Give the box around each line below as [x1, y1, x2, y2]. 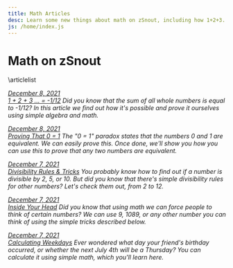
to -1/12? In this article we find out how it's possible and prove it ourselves [8, 104, 220, 112]
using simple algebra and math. [8, 111, 99, 120]
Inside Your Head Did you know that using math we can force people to [8, 203, 212, 211]
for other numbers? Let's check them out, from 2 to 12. [8, 182, 164, 190]
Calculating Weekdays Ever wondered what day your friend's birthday [8, 238, 210, 247]
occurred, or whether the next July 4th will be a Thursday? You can [8, 246, 201, 254]
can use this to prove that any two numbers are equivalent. [8, 147, 178, 155]
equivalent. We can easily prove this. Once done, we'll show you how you [8, 139, 218, 148]
